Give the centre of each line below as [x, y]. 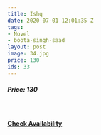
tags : [15, 27]
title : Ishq [25, 14]
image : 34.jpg [28, 54]
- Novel [19, 34]
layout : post [27, 47]
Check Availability [35, 124]
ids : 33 [19, 67]
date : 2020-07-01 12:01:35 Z [51, 21]
